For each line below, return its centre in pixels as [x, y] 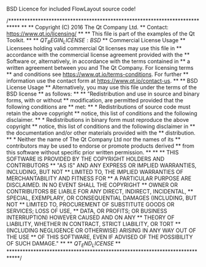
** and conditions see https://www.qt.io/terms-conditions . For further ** [97, 74]
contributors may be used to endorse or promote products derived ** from [101, 146]
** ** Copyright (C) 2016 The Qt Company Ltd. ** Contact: [95, 27]
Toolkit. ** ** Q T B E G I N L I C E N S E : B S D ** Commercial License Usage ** [96, 41]
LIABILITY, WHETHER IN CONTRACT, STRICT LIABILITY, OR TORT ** [93, 224]
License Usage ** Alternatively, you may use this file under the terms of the [102, 87]
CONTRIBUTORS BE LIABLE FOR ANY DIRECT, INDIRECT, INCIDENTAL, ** [100, 191]
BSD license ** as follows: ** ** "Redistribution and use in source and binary [103, 94]
